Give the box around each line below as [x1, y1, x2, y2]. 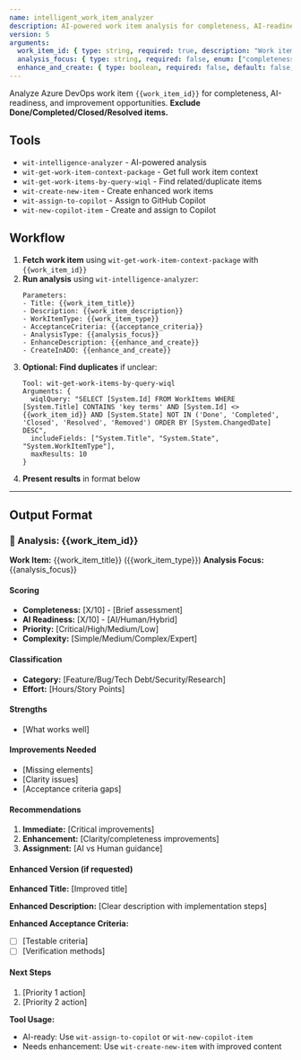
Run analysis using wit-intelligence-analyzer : [21, 273, 199, 284]
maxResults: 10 [30, 450, 88, 459]
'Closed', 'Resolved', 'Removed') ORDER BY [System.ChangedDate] [21, 418, 271, 427]
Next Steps [9, 967, 52, 978]
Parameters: [21, 291, 67, 300]
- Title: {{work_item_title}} [21, 298, 136, 308]
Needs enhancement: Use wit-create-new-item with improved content [21, 1040, 282, 1051]
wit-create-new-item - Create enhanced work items [21, 185, 213, 196]
